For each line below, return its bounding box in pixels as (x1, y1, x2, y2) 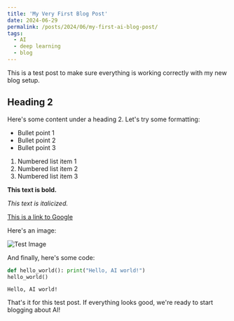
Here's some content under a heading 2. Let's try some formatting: (7, 115, 200, 123)
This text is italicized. (7, 199, 69, 207)
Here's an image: (7, 226, 57, 235)
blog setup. (7, 76, 40, 84)
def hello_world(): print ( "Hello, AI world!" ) (7, 267, 146, 274)
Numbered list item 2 (17, 164, 78, 172)
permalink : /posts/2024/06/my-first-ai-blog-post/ (7, 23, 158, 30)
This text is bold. (7, 185, 57, 193)
